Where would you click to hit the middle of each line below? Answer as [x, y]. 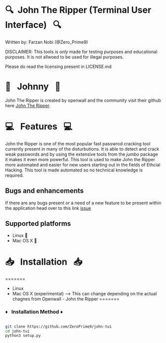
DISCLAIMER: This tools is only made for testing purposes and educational [81, 52]
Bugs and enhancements [45, 191]
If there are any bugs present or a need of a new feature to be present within [83, 203]
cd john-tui [17, 331]
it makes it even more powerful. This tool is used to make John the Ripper [80, 159]
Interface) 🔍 [33, 25]
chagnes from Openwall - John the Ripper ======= [66, 299]
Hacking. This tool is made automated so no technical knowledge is [74, 170]
